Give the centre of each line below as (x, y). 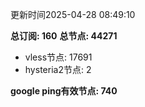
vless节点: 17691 (58, 57)
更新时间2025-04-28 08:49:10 (73, 14)
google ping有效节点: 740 (64, 91)
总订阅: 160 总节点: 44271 (64, 36)
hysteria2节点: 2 (58, 69)
